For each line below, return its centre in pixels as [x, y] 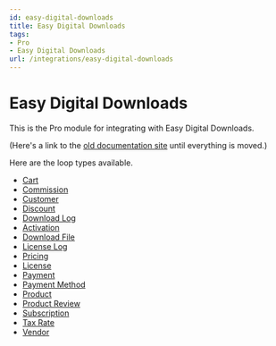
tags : [19, 34]
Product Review [51, 303]
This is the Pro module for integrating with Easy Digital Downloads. [132, 128]
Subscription [46, 313]
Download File [49, 237]
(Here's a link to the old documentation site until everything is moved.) [138, 145]
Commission [45, 190]
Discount [39, 208]
